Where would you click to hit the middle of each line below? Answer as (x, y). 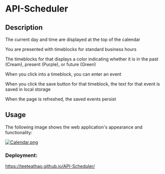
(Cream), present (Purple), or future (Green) (51, 64)
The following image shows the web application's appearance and (74, 127)
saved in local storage (28, 89)
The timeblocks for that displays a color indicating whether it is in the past (82, 59)
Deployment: (21, 155)
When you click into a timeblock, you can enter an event (63, 74)
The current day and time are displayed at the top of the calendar (73, 39)
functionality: (19, 132)
